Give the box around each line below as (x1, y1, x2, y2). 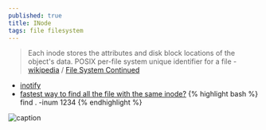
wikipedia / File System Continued (27, 65, 140, 75)
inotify (19, 81, 41, 90)
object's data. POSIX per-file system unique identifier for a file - (27, 57, 237, 66)
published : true (8, 11, 62, 20)
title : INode (8, 19, 52, 27)
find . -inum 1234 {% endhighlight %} (19, 97, 143, 108)
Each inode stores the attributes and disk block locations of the (27, 49, 236, 58)
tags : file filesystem (8, 26, 84, 34)
